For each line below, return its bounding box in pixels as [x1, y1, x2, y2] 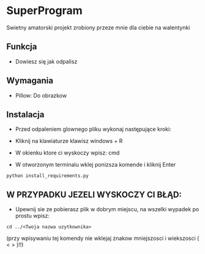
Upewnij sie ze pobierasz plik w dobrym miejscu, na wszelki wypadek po [15, 206, 199, 213]
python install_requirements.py [6, 173, 89, 179]
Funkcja [6, 42, 37, 52]
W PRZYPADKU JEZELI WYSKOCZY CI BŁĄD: [6, 189, 182, 200]
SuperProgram [6, 4, 83, 18]
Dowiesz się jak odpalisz [15, 57, 78, 65]
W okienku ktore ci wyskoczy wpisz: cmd [15, 149, 120, 156]
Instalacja [6, 109, 45, 120]
